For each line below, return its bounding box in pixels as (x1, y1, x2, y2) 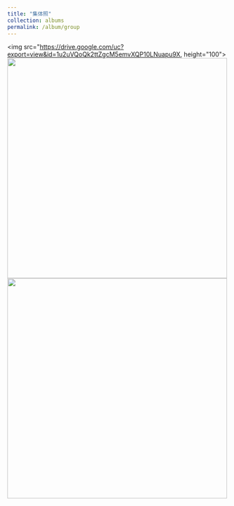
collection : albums (7, 17, 65, 24)
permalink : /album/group (7, 23, 80, 30)
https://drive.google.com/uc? (39, 43, 124, 51)
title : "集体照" (7, 10, 52, 18)
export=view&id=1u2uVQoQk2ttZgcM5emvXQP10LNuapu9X (7, 50, 181, 58)
